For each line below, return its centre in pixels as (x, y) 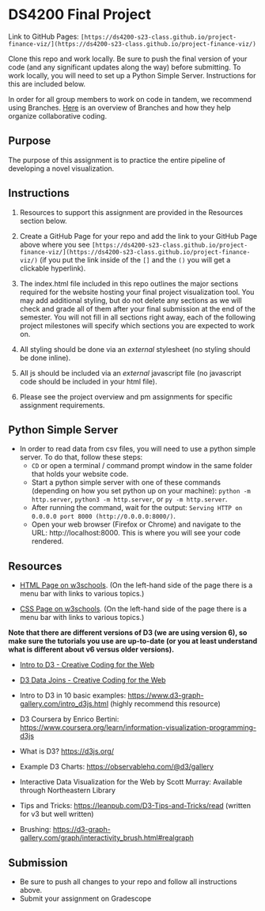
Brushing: (35, 830)
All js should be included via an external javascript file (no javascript (131, 372)
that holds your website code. (80, 474)
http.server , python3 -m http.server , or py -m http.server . (129, 499)
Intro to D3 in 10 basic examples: (73, 696)
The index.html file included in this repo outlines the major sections (129, 283)
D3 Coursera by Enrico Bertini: (69, 719)
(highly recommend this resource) (166, 704)
